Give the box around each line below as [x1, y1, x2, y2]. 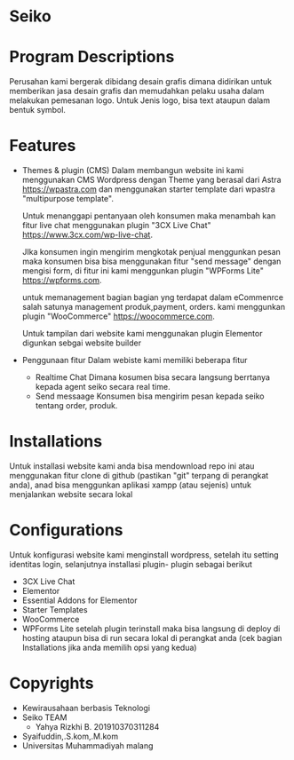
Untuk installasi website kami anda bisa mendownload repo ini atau [9, 461, 255, 471]
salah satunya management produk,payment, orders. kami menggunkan [21, 302, 286, 313]
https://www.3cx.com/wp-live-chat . [21, 229, 154, 241]
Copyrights [9, 673, 94, 693]
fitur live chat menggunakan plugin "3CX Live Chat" [21, 220, 211, 231]
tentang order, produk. [35, 400, 118, 411]
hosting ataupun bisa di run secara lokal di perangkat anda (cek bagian [21, 632, 282, 643]
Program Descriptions [9, 47, 175, 67]
